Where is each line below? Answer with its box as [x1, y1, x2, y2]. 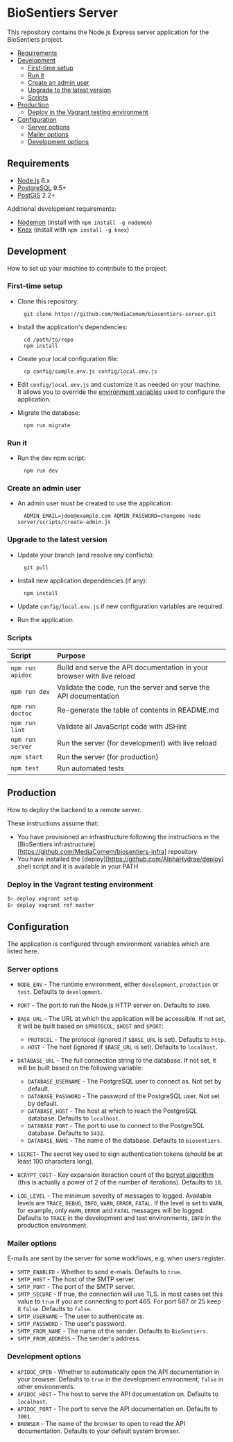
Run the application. [17, 615, 75, 624]
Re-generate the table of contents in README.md [57, 705, 220, 715]
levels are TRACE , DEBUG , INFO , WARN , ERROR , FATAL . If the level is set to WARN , [17, 1199, 224, 1207]
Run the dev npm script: [17, 454, 86, 462]
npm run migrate [24, 422, 71, 429]
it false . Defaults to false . [17, 1305, 92, 1313]
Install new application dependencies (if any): [17, 576, 148, 585]
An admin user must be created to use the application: [17, 499, 173, 507]
